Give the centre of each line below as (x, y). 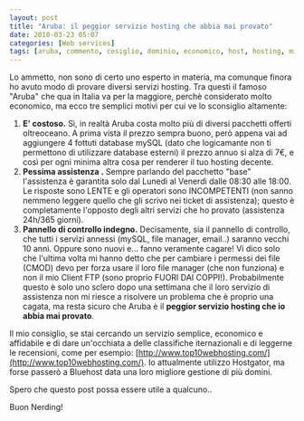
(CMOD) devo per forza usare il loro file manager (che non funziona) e (153, 268)
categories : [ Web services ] (62, 43)
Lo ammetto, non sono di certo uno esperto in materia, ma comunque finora (151, 77)
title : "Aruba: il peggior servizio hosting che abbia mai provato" (141, 26)
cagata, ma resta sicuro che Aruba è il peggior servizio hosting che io (154, 306)
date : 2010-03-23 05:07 (54, 34)
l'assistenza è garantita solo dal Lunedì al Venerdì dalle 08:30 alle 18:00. (157, 181)
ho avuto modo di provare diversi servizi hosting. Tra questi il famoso (138, 87)
